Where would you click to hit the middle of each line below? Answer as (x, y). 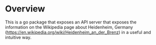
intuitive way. (18, 37)
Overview (25, 9)
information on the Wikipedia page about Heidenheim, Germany (69, 27)
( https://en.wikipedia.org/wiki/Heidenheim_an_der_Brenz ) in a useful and (78, 32)
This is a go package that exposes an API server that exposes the (71, 22)
